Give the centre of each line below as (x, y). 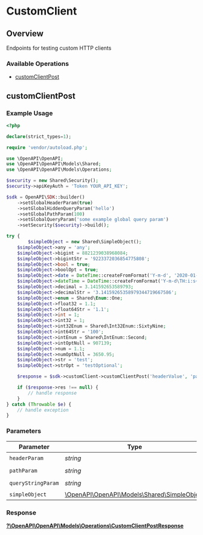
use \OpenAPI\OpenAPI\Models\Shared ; (54, 164)
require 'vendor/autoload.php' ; (47, 147)
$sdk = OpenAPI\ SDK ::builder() (46, 197)
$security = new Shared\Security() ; (52, 181)
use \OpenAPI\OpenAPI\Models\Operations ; (59, 170)
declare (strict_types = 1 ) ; (39, 136)
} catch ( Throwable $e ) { (39, 404)
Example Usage (30, 113)
